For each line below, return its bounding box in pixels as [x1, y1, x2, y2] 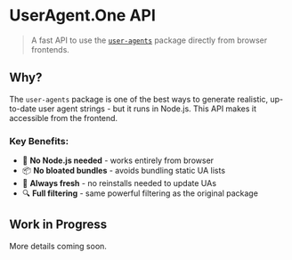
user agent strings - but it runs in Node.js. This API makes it [38, 103, 256, 114]
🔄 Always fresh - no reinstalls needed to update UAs [21, 178, 216, 189]
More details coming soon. [9, 240, 107, 251]
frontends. [30, 44, 69, 54]
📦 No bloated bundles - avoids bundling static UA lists [21, 166, 225, 176]
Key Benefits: [9, 134, 69, 147]
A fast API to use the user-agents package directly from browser [30, 35, 268, 45]
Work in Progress [9, 217, 108, 232]
